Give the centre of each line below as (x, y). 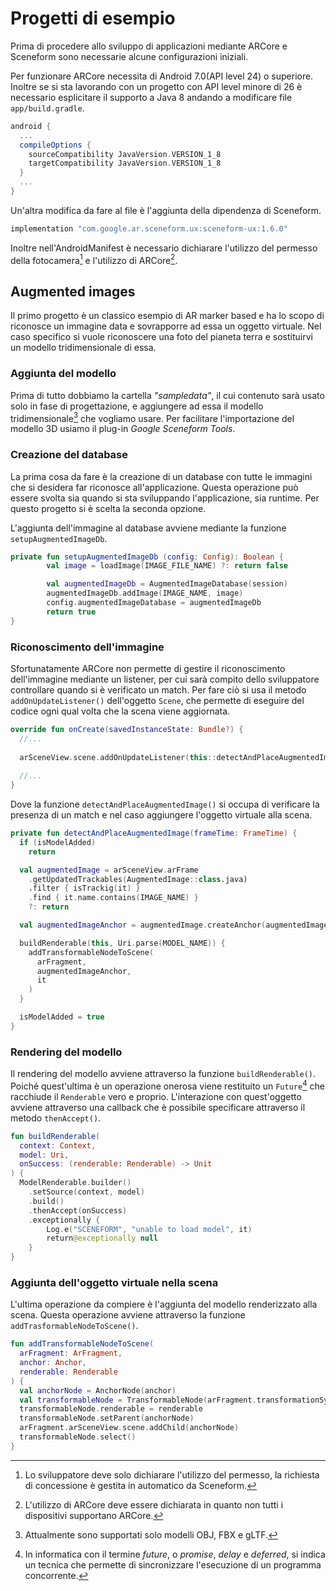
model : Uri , (44, 1155)
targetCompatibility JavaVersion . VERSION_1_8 (125, 163)
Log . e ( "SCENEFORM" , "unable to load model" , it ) (149, 1229)
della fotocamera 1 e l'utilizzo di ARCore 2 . (94, 259)
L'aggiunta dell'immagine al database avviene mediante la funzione (148, 528)
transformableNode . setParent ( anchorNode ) (107, 1418)
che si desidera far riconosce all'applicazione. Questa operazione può (154, 487)
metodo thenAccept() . (56, 1118)
